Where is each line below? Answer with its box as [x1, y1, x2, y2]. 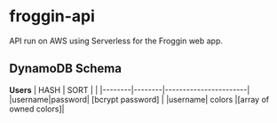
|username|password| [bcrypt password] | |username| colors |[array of [9, 94, 269, 104]
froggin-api [9, 6, 96, 27]
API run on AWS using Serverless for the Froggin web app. [9, 35, 224, 46]
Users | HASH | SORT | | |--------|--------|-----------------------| [9, 84, 250, 95]
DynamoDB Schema [9, 61, 123, 76]
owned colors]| [9, 104, 65, 114]
